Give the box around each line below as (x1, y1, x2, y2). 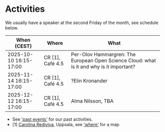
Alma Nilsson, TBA (71, 97, 114, 104)
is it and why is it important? (71, 63, 136, 70)
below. (5, 25, 19, 30)
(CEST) (14, 43, 32, 50)
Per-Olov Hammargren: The (71, 51, 136, 57)
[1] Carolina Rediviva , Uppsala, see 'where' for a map (12, 121, 119, 127)
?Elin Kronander (71, 77, 108, 84)
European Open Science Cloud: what (71, 57, 156, 64)
